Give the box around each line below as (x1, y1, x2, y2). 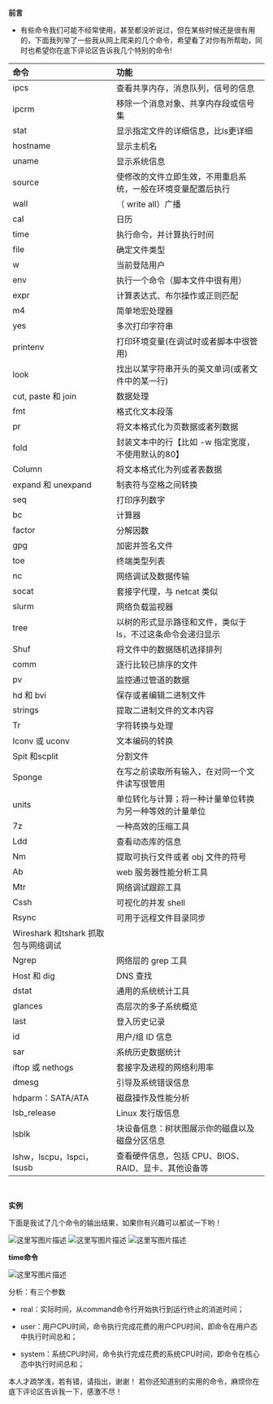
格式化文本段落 (116, 406, 174, 417)
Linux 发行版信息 (116, 1108, 180, 1118)
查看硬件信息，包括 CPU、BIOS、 (116, 1150, 245, 1162)
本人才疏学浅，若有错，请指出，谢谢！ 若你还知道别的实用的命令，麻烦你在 (8, 1376, 260, 1386)
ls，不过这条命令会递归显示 (116, 629, 221, 639)
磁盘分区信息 (116, 1135, 166, 1146)
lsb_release (12, 1107, 57, 1118)
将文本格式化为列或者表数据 (116, 464, 223, 475)
